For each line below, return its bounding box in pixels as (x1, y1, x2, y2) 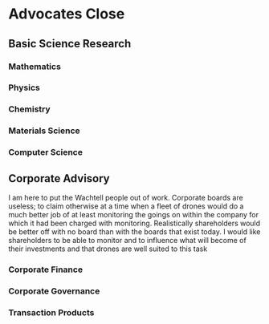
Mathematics (8, 61, 62, 72)
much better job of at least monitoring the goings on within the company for (8, 210, 259, 219)
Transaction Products (8, 306, 95, 318)
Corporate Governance (8, 286, 100, 297)
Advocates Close (8, 5, 125, 23)
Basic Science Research (8, 37, 132, 51)
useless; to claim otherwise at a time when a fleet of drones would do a (8, 201, 244, 211)
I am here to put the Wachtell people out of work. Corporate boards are (8, 193, 243, 202)
